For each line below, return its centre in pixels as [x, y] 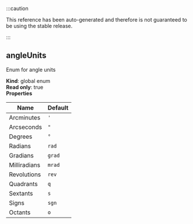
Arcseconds [26, 127]
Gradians [21, 155]
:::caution [17, 8]
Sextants [21, 193]
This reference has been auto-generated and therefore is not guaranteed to [97, 20]
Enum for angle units [31, 69]
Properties [19, 93]
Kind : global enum [28, 80]
